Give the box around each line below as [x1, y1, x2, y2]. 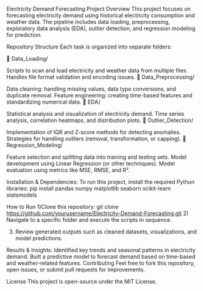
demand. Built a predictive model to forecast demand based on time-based [6, 253, 196, 260]
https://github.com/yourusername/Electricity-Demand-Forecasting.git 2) [6, 210, 189, 217]
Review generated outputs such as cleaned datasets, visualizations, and [15, 228, 197, 235]
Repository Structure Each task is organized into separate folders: [6, 43, 172, 50]
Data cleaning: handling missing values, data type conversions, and [6, 85, 176, 93]
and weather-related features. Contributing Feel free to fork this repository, [6, 260, 196, 266]
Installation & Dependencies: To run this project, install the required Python [6, 178, 194, 186]
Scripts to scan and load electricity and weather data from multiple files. [6, 67, 188, 74]
